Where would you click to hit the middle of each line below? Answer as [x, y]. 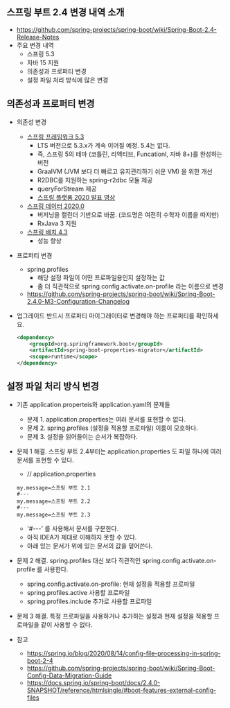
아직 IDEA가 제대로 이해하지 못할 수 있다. [82, 537]
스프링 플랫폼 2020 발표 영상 [76, 197]
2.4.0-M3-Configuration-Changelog [78, 301]
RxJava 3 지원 [57, 223]
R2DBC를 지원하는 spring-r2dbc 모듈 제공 [95, 180]
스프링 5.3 [41, 53]
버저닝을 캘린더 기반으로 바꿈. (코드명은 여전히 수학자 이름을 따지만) [128, 214]
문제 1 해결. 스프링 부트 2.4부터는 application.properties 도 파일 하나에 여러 [119, 451]
